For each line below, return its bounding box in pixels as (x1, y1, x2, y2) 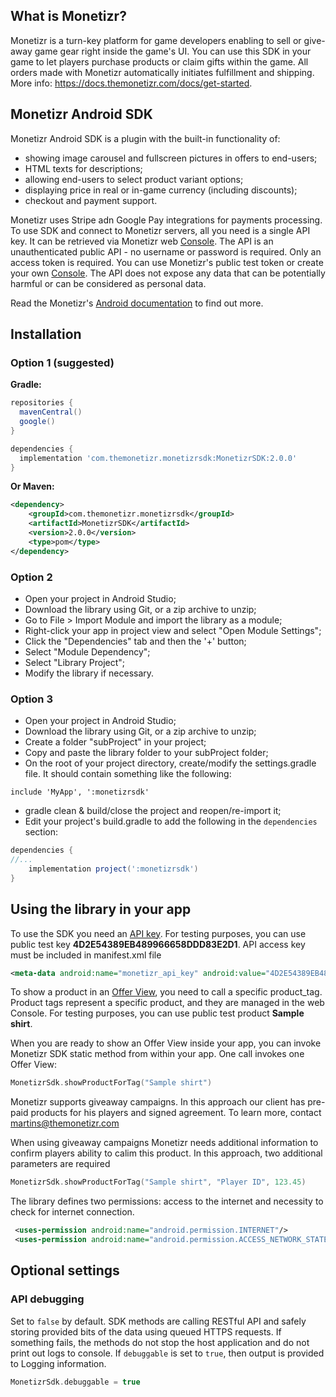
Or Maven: (10, 480, 55, 493)
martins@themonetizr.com (10, 1117, 120, 1129)
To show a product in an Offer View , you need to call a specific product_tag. (10, 986, 323, 998)
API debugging (10, 1292, 85, 1306)
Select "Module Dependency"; (24, 645, 151, 658)
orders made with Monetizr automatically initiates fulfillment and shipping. (10, 66, 315, 78)
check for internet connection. (10, 1206, 135, 1218)
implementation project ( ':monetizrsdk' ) (28, 864, 199, 874)
